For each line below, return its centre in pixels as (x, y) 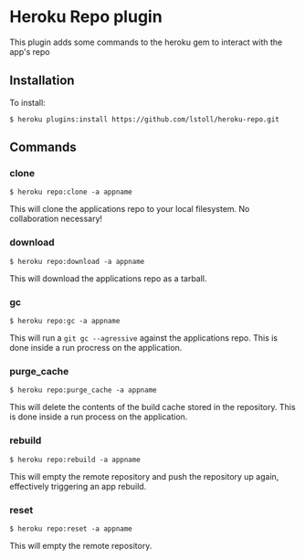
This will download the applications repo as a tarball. (108, 278)
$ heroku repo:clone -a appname (71, 192)
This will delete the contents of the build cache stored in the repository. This (152, 407)
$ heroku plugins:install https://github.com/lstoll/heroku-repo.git (145, 119)
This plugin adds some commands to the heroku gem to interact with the (146, 42)
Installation (42, 81)
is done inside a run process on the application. (99, 417)
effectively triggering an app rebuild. (78, 486)
